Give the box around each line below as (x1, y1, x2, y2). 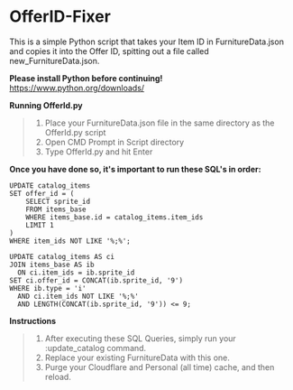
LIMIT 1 (25, 220, 54, 229)
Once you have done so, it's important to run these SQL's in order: (9, 163, 261, 174)
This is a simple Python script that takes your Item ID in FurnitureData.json (9, 36, 284, 47)
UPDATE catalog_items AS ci (9, 252, 115, 261)
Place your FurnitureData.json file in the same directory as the (44, 117, 275, 128)
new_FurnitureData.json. (9, 55, 100, 66)
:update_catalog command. (44, 342, 147, 353)
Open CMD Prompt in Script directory (44, 136, 185, 147)
